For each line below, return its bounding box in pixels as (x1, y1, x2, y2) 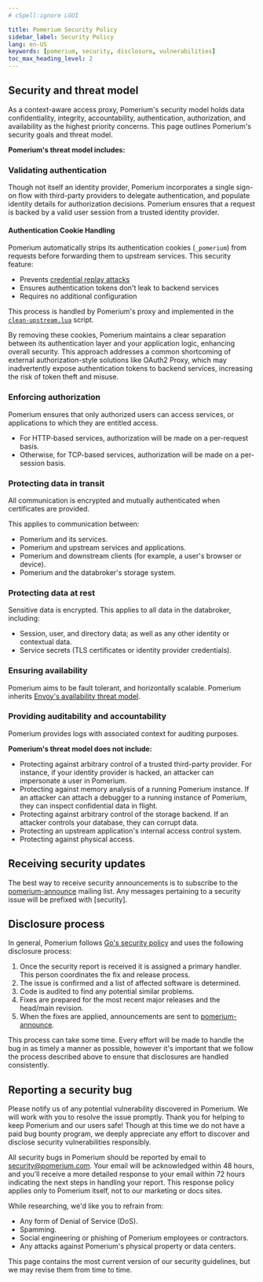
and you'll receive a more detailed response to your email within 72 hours (8, 1170, 246, 1179)
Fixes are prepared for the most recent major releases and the (19, 995, 221, 1005)
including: (8, 614, 41, 623)
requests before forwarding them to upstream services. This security (8, 251, 232, 261)
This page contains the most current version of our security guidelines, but (8, 1257, 250, 1266)
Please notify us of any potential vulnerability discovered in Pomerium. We (8, 1104, 249, 1114)
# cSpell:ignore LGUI (8, 11, 79, 20)
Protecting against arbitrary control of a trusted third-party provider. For (19, 759, 253, 768)
